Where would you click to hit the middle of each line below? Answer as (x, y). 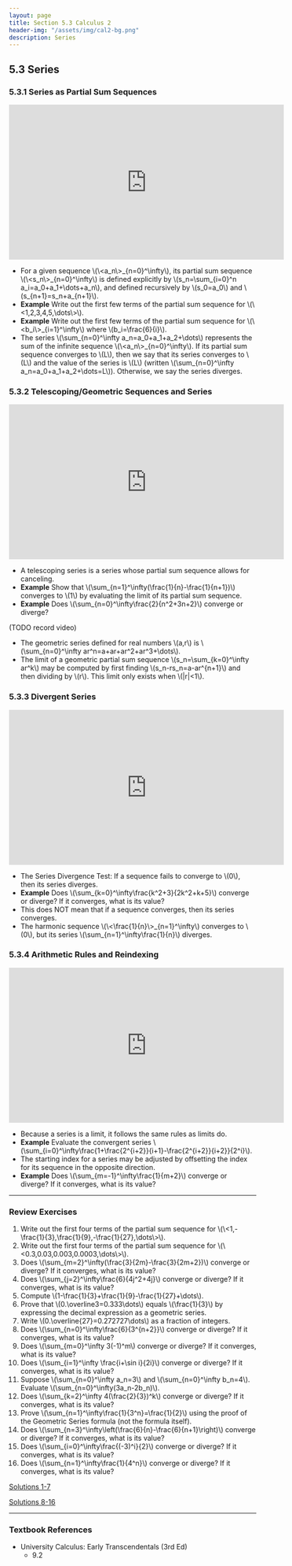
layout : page (30, 15)
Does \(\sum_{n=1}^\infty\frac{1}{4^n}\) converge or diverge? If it (125, 1463)
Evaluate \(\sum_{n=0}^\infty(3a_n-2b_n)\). (90, 1388)
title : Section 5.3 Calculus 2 (60, 23)
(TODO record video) (43, 628)
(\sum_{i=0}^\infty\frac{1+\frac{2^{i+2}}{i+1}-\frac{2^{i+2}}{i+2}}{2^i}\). (136, 1150)
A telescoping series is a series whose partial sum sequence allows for (135, 571)
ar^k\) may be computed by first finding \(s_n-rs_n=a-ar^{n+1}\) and (130, 668)
